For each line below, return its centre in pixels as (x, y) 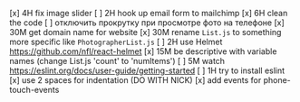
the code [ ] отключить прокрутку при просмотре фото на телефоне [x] (147, 23)
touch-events (34, 90)
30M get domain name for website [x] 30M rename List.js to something (145, 32)
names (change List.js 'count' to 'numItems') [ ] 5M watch (117, 61)
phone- (277, 80)
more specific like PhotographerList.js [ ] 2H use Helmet (116, 42)
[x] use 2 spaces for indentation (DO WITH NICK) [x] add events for (135, 80)
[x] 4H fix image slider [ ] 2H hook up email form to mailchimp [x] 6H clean (149, 13)
